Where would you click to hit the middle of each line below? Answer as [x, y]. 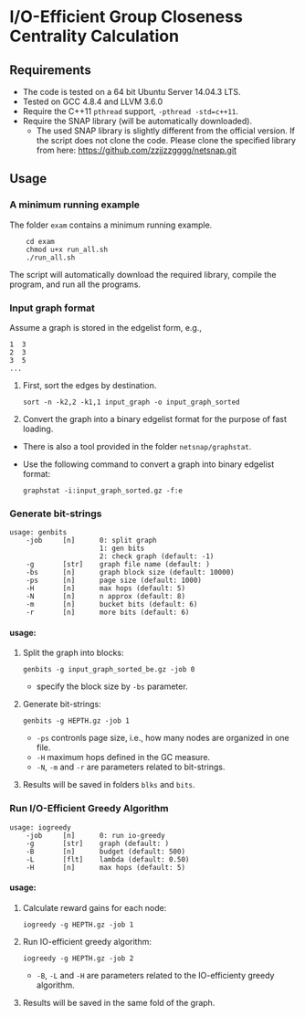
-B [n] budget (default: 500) [105, 852]
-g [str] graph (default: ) [98, 843]
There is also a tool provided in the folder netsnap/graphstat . [137, 446]
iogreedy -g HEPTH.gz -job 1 [78, 925]
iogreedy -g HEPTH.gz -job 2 [78, 958]
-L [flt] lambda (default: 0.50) [108, 859]
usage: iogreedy [40, 827]
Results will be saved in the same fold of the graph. [119, 1002]
